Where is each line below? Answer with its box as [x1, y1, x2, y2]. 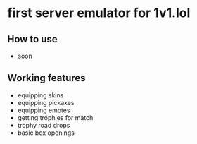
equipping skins [17, 90, 64, 100]
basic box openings [17, 128, 75, 137]
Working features [7, 72, 86, 84]
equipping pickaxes [17, 98, 75, 107]
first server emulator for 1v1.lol [7, 5, 191, 21]
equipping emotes [17, 106, 70, 114]
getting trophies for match [17, 113, 94, 121]
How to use [7, 33, 58, 45]
